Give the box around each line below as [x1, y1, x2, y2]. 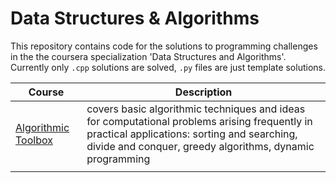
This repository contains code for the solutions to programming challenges [10, 40, 318, 52]
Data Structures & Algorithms [10, 7, 260, 30]
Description [174, 85, 233, 99]
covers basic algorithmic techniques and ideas [86, 102, 306, 116]
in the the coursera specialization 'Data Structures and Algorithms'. [10, 50, 287, 62]
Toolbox [15, 133, 53, 147]
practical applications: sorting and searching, [86, 127, 298, 141]
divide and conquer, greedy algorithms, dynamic [86, 139, 315, 153]
